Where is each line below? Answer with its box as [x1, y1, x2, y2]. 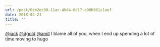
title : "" [5, 17, 26, 22]
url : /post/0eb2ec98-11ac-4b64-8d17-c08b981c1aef [5, 7, 112, 13]
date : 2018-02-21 [5, 12, 42, 17]
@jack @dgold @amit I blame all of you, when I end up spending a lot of [5, 31, 155, 37]
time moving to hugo [5, 36, 48, 42]
